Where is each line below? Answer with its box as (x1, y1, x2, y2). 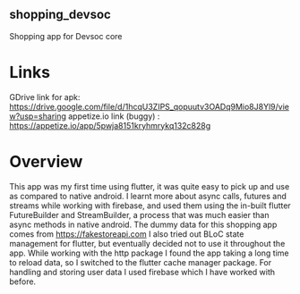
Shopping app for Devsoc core (9, 30, 123, 41)
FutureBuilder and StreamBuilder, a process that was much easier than (9, 209, 270, 220)
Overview (9, 151, 83, 172)
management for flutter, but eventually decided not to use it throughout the (9, 238, 286, 248)
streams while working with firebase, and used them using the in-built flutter (9, 200, 291, 211)
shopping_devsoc (9, 7, 112, 22)
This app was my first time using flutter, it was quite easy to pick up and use (9, 181, 290, 191)
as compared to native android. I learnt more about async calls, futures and (9, 190, 287, 201)
